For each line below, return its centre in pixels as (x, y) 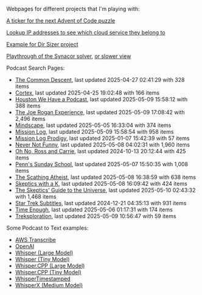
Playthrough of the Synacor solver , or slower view (69, 56)
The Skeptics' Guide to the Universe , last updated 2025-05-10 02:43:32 (105, 190)
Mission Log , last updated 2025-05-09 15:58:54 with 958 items (94, 132)
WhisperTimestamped (43, 279)
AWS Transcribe (35, 240)
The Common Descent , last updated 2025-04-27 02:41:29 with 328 (100, 80)
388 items (28, 106)
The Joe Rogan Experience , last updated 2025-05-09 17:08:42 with (100, 112)
